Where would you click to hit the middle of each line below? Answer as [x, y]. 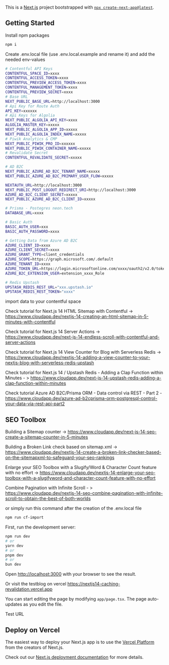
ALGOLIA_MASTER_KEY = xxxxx [32, 125]
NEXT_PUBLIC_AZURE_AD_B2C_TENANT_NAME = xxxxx [53, 172]
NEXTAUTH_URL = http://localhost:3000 [44, 185]
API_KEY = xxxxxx [21, 111]
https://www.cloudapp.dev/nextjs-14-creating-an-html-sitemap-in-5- [77, 316]
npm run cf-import [24, 518]
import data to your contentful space [43, 301]
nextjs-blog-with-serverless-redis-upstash [50, 363]
